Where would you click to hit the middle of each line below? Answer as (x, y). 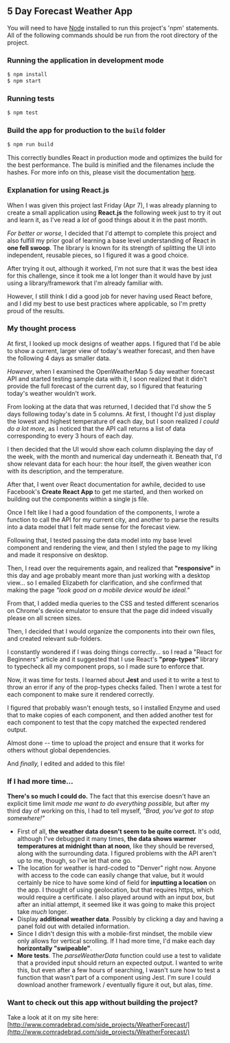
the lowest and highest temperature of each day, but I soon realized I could (113, 421)
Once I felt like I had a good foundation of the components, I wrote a (104, 512)
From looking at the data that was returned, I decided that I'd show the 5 (109, 406)
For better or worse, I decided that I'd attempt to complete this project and (112, 233)
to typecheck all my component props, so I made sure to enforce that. (106, 666)
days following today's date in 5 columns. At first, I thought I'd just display (112, 414)
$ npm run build (30, 145)
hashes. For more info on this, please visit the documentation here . (102, 172)
